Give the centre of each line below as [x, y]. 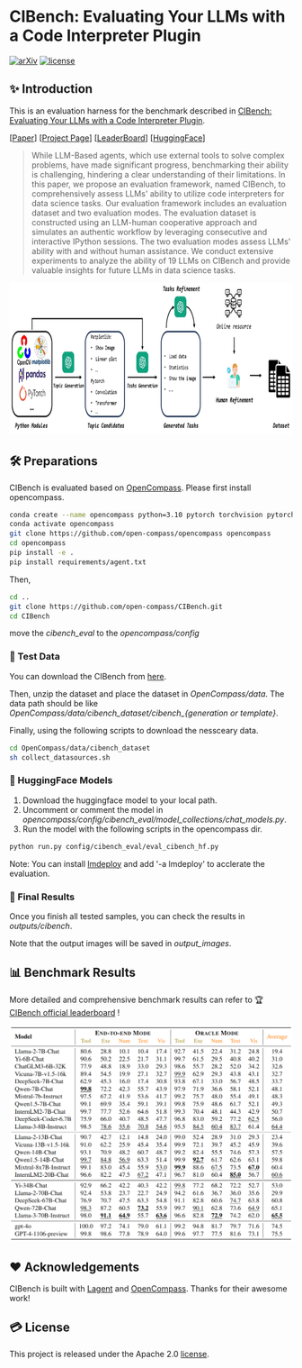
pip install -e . [42, 553]
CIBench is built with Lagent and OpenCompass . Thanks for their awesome [148, 1288]
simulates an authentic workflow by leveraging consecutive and [149, 232]
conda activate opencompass [62, 524]
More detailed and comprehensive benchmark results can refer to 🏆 [136, 999]
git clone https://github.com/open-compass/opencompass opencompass [140, 534]
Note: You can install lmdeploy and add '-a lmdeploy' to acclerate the [137, 863]
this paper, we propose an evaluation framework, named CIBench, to [158, 184]
